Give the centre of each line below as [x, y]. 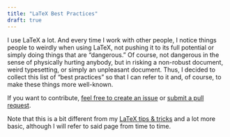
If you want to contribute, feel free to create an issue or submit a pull [106, 97]
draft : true [24, 20]
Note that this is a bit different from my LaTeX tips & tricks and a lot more [112, 118]
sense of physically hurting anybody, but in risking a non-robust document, [115, 62]
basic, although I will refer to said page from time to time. [89, 126]
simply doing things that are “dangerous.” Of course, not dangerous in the [113, 55]
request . [19, 105]
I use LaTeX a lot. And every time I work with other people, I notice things [112, 40]
